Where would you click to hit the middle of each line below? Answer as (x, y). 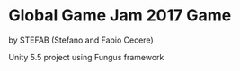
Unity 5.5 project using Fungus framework (86, 57)
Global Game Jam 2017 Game (120, 16)
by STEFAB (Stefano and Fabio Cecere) (81, 40)
